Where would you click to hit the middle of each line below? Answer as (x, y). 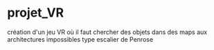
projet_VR (36, 13)
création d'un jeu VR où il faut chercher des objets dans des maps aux (107, 32)
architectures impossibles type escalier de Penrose (80, 39)
